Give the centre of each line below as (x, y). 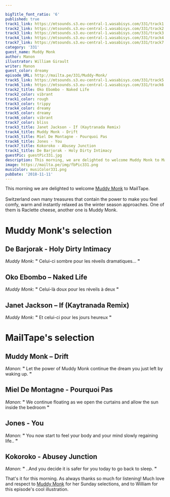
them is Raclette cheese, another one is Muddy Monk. (61, 210)
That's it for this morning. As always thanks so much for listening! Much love (85, 479)
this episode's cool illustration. (37, 489)
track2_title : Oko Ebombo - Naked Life (47, 89)
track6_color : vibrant (29, 118)
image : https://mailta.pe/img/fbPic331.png (52, 165)
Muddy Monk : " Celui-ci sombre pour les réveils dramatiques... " (73, 261)
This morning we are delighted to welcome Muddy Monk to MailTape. (78, 189)
